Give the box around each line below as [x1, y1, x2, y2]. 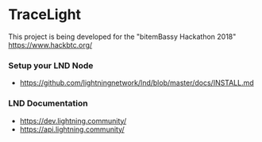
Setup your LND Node [8, 59, 94, 71]
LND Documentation [8, 98, 89, 109]
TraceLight [8, 6, 82, 24]
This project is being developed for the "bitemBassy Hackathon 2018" [8, 32, 237, 41]
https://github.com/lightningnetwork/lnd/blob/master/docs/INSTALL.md [19, 78, 254, 88]
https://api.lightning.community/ [19, 125, 125, 134]
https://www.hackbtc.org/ [8, 40, 93, 49]
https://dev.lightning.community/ [19, 116, 127, 125]
